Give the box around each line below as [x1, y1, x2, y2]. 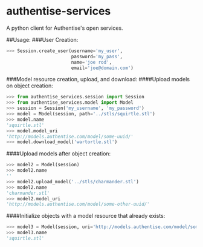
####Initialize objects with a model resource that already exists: [6, 212, 166, 220]
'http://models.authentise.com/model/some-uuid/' [6, 134, 134, 140]
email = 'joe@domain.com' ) [71, 65, 134, 71]
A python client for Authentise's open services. [6, 24, 123, 32]
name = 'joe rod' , [71, 59, 112, 65]
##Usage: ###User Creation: [6, 36, 79, 43]
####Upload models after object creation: [6, 150, 111, 157]
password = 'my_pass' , [71, 53, 123, 59]
